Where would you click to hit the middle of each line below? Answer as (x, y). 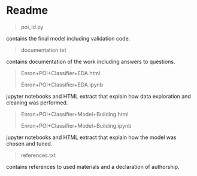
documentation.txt (43, 50)
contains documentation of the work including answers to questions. (91, 61)
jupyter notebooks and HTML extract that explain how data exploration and (99, 96)
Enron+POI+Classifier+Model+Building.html (75, 114)
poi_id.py (32, 27)
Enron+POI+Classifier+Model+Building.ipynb (76, 125)
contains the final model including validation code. (68, 38)
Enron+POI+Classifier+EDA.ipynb (62, 85)
